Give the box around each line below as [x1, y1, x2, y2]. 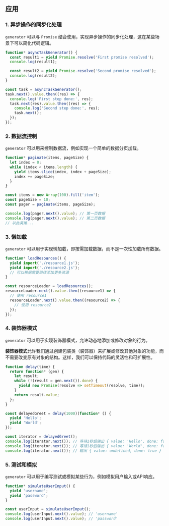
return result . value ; [14, 392, 59, 397]
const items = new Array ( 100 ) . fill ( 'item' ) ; [5, 192, 100, 198]
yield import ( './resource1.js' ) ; [10, 260, 80, 266]
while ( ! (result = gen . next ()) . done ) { [14, 378, 98, 384]
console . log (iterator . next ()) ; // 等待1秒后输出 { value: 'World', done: [5, 443, 158, 448]
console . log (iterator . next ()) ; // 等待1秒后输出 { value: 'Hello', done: [5, 439, 158, 444]
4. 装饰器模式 [5, 325, 38, 332]
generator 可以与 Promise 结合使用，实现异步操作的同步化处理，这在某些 [5, 33, 155, 39]
